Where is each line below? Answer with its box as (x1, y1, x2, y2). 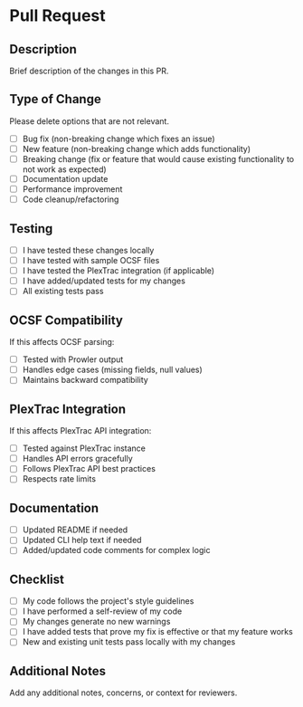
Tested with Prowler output (22, 354, 124, 365)
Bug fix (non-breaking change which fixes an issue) (22, 133, 215, 144)
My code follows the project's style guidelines (22, 596, 194, 607)
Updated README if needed (22, 524, 128, 535)
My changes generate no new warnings (22, 616, 171, 627)
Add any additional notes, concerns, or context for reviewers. (9, 687, 238, 698)
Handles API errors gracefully (22, 454, 133, 464)
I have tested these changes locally (22, 245, 155, 255)
